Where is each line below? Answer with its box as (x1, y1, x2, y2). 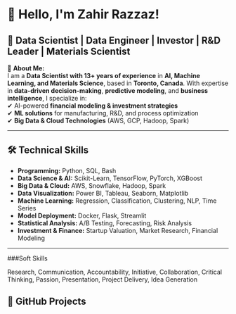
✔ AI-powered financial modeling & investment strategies (7, 101, 178, 110)
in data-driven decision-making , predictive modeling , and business (7, 87, 209, 94)
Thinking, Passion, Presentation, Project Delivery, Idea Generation (7, 275, 198, 284)
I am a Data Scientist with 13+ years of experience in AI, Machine (7, 72, 200, 80)
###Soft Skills (7, 253, 48, 263)
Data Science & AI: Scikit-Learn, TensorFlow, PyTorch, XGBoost (17, 174, 202, 182)
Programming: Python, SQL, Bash (17, 166, 117, 175)
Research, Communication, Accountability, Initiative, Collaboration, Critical (7, 268, 223, 276)
